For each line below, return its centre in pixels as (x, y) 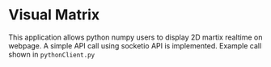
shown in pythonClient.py (52, 54)
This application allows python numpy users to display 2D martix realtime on (135, 37)
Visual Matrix (54, 15)
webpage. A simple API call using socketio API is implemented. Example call (135, 45)
